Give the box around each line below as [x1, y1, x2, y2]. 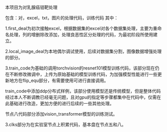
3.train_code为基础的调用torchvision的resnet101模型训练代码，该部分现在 [5, 65, 155, 71]
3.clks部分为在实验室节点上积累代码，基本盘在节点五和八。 [5, 122, 126, 128]
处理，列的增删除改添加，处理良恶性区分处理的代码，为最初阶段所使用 [9, 32, 153, 37]
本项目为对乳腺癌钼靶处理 [5, 4, 58, 10]
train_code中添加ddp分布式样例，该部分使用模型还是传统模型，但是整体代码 [5, 88, 161, 94]
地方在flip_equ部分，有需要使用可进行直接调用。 [9, 77, 108, 83]
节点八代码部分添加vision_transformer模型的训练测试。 [5, 111, 118, 117]
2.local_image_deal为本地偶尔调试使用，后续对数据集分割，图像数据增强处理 [5, 49, 162, 54]
